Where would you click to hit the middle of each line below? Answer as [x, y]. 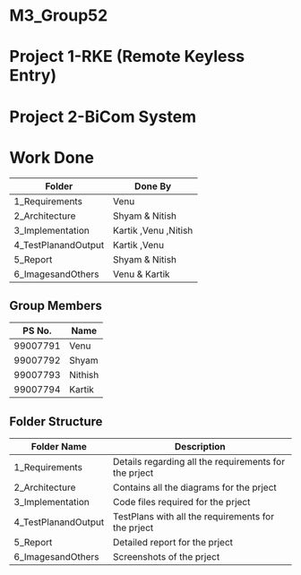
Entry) [33, 76]
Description [200, 447]
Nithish [84, 375]
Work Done [52, 157]
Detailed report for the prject [173, 543]
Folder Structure [56, 421]
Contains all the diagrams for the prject [195, 487]
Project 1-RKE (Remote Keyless [127, 57]
